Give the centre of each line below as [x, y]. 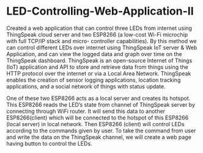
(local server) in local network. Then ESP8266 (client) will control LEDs [95, 124]
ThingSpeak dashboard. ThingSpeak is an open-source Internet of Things [99, 60]
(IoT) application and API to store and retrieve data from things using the [97, 67]
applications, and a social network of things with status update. [86, 86]
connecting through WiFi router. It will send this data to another [86, 111]
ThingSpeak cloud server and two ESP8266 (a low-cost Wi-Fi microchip [97, 34]
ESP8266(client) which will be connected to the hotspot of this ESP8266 [98, 118]
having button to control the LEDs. [50, 143]
